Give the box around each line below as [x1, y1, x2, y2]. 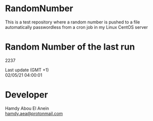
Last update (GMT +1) [5, 67, 49, 73]
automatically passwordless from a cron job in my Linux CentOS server [5, 24, 148, 30]
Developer [5, 89, 48, 101]
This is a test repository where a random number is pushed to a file [5, 19, 140, 25]
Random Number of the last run [5, 41, 135, 53]
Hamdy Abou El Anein [5, 105, 49, 111]
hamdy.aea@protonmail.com [5, 110, 63, 116]
